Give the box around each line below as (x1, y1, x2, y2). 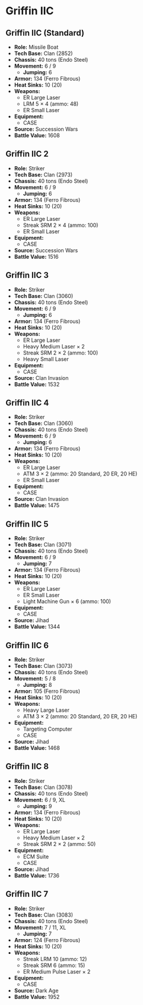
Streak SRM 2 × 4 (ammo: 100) (23, 221, 98, 229)
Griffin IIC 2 (5, 149, 49, 159)
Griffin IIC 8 (5, 762, 49, 772)
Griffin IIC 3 (5, 270, 49, 280)
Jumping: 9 (23, 803, 52, 810)
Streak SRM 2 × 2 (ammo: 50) (23, 840, 96, 847)
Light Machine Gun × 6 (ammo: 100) (23, 598, 111, 605)
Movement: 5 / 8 (14, 675, 56, 682)
